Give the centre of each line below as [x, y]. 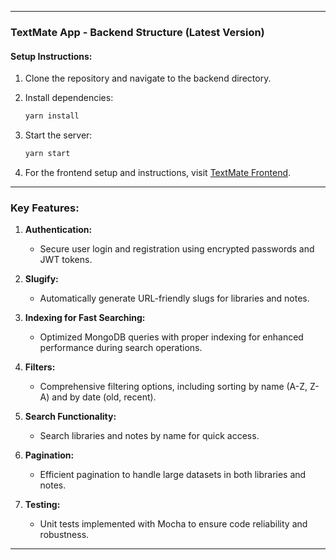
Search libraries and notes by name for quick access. [149, 436]
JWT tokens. [66, 260]
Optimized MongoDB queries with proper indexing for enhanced [171, 337]
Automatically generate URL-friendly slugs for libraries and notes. [174, 298]
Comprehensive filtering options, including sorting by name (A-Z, [173, 387]
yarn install [52, 116]
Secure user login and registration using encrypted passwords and [177, 249]
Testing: [42, 505]
